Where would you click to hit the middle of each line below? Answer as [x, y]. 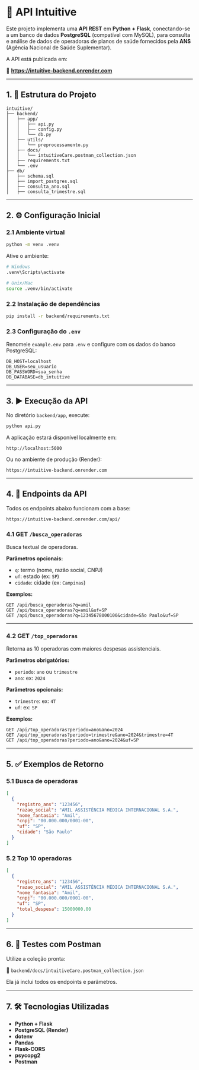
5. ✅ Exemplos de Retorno [55, 764]
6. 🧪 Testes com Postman [54, 944]
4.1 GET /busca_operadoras [44, 534]
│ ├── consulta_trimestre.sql [46, 192]
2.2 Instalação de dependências [53, 304]
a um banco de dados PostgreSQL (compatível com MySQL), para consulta [98, 34]
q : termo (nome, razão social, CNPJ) [59, 570]
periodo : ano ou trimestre [46, 672]
